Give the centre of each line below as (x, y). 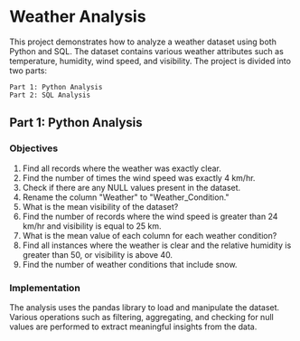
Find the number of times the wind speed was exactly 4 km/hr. (139, 177)
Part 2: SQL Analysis (50, 95)
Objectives (34, 148)
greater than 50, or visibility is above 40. (98, 254)
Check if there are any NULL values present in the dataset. (131, 187)
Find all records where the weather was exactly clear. (122, 168)
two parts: (28, 71)
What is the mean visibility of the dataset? (100, 206)
